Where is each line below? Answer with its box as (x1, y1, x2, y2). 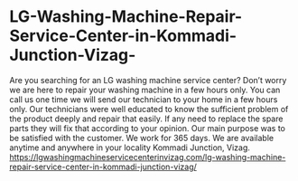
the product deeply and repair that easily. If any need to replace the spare (9, 113, 284, 124)
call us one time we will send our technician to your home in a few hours (9, 93, 278, 105)
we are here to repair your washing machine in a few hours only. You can (9, 84, 281, 95)
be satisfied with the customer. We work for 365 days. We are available (9, 132, 274, 143)
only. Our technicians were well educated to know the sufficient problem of (9, 103, 289, 114)
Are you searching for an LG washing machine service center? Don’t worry (9, 74, 287, 85)
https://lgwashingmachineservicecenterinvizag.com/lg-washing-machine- (9, 151, 286, 162)
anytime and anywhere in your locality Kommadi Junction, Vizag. (9, 142, 251, 153)
